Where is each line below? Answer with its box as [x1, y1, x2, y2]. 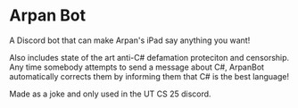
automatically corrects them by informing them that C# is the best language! [9, 71, 290, 81]
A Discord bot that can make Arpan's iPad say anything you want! [9, 35, 251, 46]
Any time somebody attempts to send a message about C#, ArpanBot [9, 62, 265, 72]
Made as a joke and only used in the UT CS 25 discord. [9, 88, 211, 99]
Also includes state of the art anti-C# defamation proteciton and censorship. [9, 52, 290, 62]
